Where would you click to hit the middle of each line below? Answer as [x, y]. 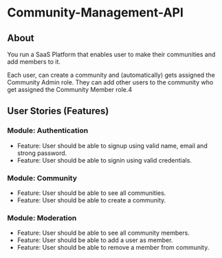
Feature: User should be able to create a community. [91, 200]
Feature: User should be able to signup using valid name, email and [112, 145]
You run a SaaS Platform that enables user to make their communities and [111, 54]
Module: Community [42, 178]
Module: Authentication [48, 130]
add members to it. [34, 62]
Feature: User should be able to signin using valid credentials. [104, 160]
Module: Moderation [42, 218]
